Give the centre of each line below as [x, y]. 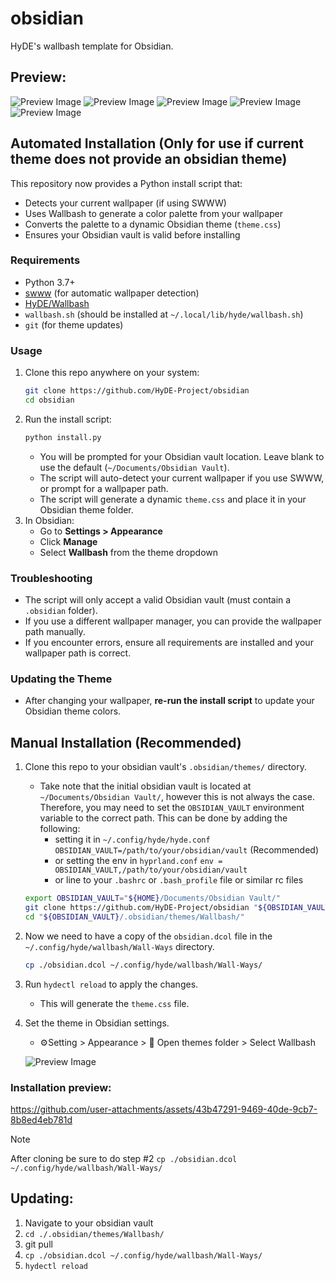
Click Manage [68, 541]
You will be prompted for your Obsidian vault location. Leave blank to [182, 456]
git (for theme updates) [74, 324]
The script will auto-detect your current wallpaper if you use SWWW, [182, 478]
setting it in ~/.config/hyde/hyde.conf [132, 839]
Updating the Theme [61, 679]
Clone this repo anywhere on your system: [112, 373]
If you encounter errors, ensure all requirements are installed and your [169, 643]
